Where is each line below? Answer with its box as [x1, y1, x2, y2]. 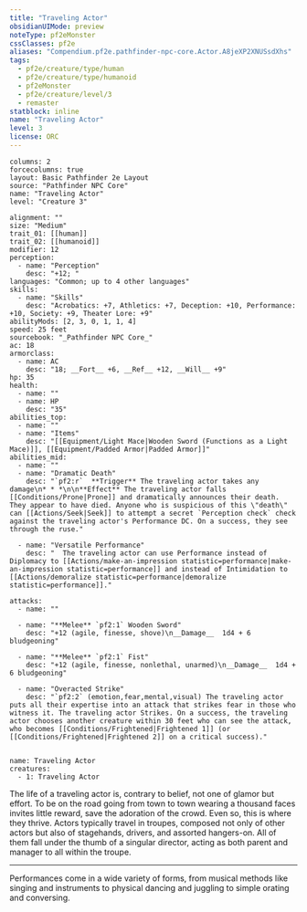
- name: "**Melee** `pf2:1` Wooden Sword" [17, 620, 182, 630]
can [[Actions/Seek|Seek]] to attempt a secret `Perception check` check [9, 508, 297, 518]
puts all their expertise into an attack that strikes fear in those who [9, 700, 297, 709]
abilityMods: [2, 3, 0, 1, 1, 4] [9, 317, 137, 326]
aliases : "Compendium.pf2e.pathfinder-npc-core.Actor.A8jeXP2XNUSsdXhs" [9, 47, 292, 57]
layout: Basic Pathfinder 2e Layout [9, 173, 149, 183]
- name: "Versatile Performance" [17, 540, 145, 550]
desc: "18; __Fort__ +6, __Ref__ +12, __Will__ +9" [26, 364, 227, 374]
